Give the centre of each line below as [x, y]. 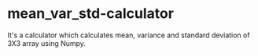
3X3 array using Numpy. [46, 43]
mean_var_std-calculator [91, 14]
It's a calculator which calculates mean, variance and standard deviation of [129, 35]
